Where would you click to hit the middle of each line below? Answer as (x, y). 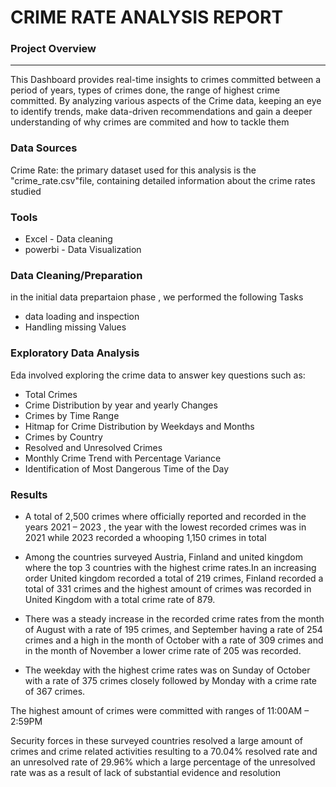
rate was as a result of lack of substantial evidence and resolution (145, 772)
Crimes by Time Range (72, 415)
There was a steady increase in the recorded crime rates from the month (174, 618)
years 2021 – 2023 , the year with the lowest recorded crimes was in (165, 527)
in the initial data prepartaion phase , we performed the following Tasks (157, 297)
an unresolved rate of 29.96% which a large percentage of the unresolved (163, 762)
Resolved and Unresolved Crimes (93, 447)
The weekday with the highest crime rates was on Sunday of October (167, 670)
